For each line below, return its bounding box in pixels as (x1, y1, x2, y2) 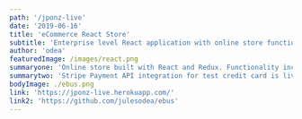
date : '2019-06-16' (9, 21, 83, 30)
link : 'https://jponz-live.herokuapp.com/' (9, 88, 175, 97)
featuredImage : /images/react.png (9, 55, 139, 64)
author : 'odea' (9, 47, 67, 55)
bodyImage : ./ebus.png (9, 80, 94, 89)
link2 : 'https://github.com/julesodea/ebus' (9, 96, 179, 106)
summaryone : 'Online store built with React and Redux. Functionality (9, 64, 280, 72)
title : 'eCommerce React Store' (9, 30, 130, 38)
